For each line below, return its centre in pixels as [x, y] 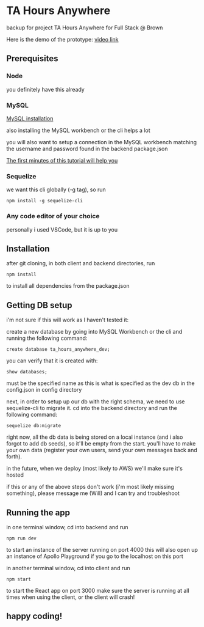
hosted [15, 475]
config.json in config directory [44, 390]
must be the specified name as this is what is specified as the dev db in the [100, 383]
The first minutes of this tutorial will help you [62, 160]
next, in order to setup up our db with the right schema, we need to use [96, 402]
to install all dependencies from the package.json [68, 286]
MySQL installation [30, 118]
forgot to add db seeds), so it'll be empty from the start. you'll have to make [101, 444]
